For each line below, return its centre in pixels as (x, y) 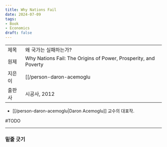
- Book (12, 24)
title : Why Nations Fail (31, 10)
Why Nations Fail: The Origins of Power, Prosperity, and (90, 58)
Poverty (34, 64)
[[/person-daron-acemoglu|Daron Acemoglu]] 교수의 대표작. (73, 111)
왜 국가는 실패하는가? (48, 50)
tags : (11, 19)
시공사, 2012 (40, 94)
